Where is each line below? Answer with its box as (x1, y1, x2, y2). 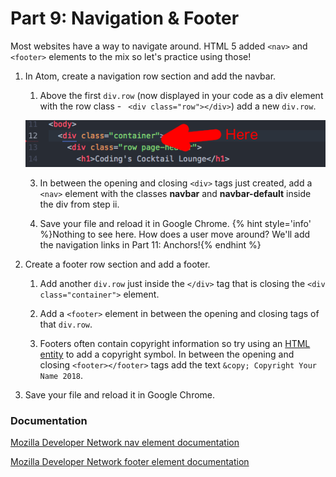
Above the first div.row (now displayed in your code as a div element (39, 89, 324, 101)
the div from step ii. (39, 198, 120, 210)
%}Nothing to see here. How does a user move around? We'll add (39, 228, 311, 240)
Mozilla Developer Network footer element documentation (10, 456, 250, 468)
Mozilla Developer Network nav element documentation (10, 437, 240, 449)
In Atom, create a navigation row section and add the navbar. (24, 70, 277, 82)
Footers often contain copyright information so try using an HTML (39, 337, 311, 349)
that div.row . (39, 318, 93, 330)
